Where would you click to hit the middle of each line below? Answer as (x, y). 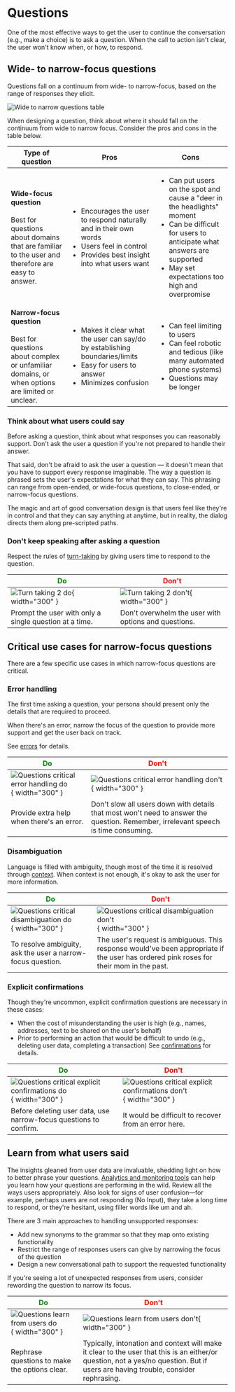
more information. (33, 882)
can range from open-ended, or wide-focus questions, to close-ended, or (114, 487)
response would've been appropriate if (161, 948)
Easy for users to (108, 365)
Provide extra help (41, 813)
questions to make (41, 1360)
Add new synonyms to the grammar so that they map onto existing (113, 1234)
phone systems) (195, 369)
